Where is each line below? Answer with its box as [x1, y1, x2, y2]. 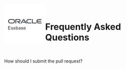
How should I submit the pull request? [4, 58, 83, 64]
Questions [45, 32, 90, 43]
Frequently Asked [45, 21, 121, 32]
